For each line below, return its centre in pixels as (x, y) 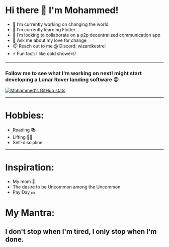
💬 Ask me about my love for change (50, 40)
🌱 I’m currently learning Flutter (44, 29)
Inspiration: (30, 168)
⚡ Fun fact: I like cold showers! (44, 53)
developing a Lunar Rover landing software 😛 (62, 79)
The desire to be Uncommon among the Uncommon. (67, 187)
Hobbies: (25, 116)
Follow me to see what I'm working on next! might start (74, 73)
